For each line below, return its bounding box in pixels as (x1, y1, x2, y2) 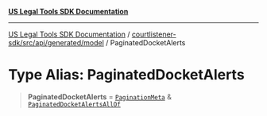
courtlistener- (131, 29, 176, 39)
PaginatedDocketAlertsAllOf (27, 100, 121, 108)
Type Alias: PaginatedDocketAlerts (8, 66, 245, 84)
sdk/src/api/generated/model (8, 38, 105, 47)
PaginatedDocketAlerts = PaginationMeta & (27, 91, 172, 102)
